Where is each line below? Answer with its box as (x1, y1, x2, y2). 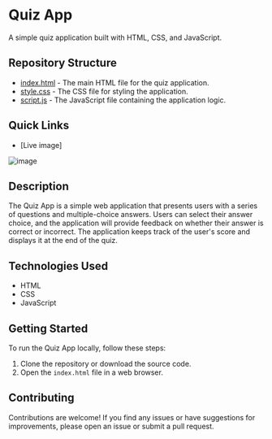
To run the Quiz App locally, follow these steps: (8, 343, 166, 353)
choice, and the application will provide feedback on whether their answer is (8, 218, 264, 228)
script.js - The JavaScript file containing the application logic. (19, 95, 227, 105)
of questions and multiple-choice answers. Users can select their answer (8, 210, 253, 219)
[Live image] (19, 140, 63, 150)
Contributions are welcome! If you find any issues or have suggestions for (8, 412, 256, 422)
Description (8, 179, 69, 193)
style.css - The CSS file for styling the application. (19, 86, 188, 96)
